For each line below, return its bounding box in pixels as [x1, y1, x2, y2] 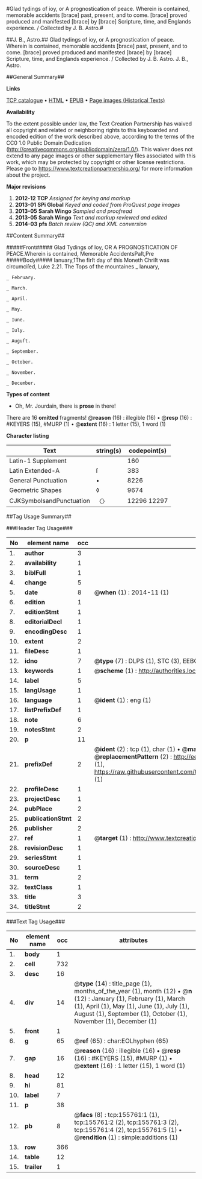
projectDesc [25, 795, 61, 803]
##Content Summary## [6, 232, 65, 239]
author [25, 549, 44, 557]
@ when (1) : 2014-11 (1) [94, 588, 170, 596]
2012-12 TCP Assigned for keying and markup [14, 195, 130, 201]
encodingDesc [25, 627, 67, 636]
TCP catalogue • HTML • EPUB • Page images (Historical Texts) [6, 96, 165, 104]
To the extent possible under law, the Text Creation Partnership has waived [6, 120, 192, 127]
